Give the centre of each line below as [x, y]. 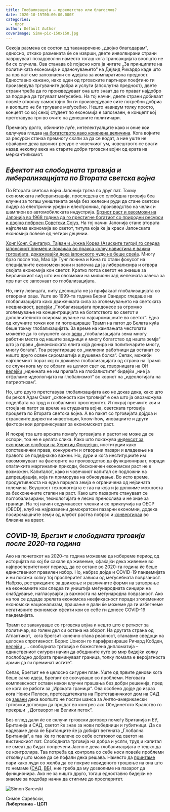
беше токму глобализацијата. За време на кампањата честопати [76, 328]
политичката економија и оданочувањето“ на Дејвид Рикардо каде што [83, 69]
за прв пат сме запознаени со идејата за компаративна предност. [77, 75]
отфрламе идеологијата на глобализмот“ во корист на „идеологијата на [83, 376]
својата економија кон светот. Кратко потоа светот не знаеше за [76, 270]
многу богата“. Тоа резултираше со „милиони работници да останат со [83, 350]
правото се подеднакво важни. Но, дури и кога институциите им [76, 455]
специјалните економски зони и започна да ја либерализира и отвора [81, 265]
